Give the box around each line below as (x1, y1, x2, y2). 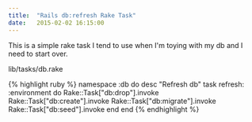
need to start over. (8, 49, 69, 58)
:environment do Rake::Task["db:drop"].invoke (8, 87, 159, 97)
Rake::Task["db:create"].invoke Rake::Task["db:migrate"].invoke (8, 96, 216, 105)
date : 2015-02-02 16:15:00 (8, 19, 105, 27)
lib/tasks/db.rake (8, 64, 63, 73)
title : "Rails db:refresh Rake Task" (8, 11, 136, 20)
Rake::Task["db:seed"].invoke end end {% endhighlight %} (8, 104, 200, 114)
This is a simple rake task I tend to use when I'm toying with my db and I (8, 40, 243, 50)
